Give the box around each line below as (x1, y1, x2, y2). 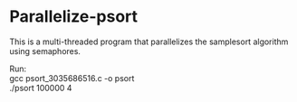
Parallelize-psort (9, 6, 139, 27)
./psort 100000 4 (9, 82, 72, 93)
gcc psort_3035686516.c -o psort (9, 72, 135, 83)
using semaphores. (9, 45, 81, 56)
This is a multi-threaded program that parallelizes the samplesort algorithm (9, 36, 289, 47)
